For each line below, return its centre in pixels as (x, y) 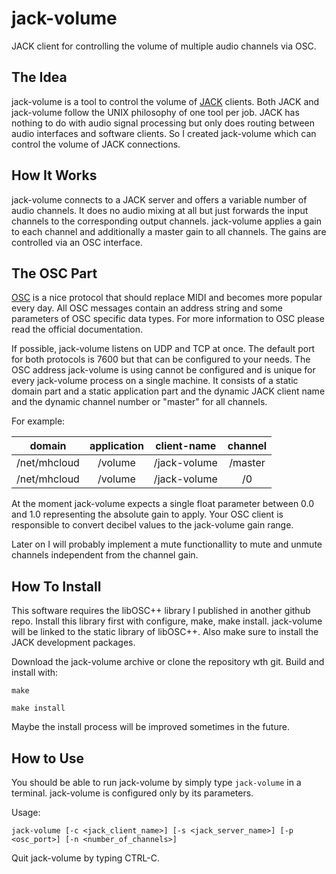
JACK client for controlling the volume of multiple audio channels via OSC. (164, 46)
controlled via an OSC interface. (77, 242)
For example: (38, 421)
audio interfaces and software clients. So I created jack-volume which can (164, 133)
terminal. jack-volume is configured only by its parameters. (132, 793)
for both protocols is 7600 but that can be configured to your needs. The (161, 359)
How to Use (48, 758)
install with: (35, 673)
